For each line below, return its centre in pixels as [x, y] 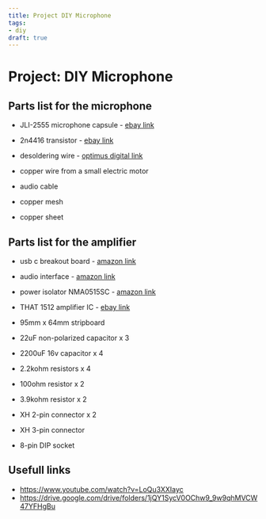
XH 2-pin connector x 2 [58, 415]
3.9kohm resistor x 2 [53, 399]
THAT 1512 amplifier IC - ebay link [75, 307]
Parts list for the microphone [80, 106]
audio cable [39, 186]
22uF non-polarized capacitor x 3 [74, 338]
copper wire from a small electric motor [84, 171]
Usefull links [40, 470]
